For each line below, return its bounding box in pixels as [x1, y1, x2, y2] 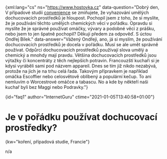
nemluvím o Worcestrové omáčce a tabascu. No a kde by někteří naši [5, 79, 148, 85]
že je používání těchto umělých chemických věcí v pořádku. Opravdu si [5, 20, 152, 26]
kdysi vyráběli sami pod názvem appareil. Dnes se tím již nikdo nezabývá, [5, 63, 157, 69]
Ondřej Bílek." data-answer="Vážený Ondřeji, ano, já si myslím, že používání [5, 36, 162, 42]
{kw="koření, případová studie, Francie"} [5, 138, 90, 144]
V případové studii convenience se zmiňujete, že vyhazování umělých [5, 10, 149, 16]
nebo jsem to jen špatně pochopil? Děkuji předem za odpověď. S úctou [5, 31, 152, 37]
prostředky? [5, 122, 58, 133]
